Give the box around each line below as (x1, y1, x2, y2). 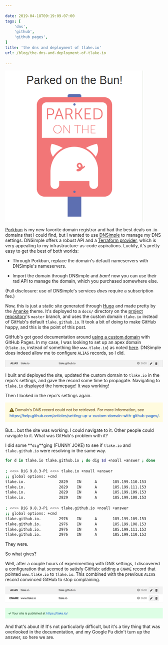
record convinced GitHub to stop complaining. (5, 577, 100, 583)
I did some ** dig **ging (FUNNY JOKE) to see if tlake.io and (5, 442, 131, 448)
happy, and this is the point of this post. (5, 324, 86, 330)
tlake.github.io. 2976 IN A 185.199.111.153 (5, 527, 146, 532)
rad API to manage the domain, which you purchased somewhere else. (12, 278, 158, 284)
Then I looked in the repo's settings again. (5, 393, 91, 399)
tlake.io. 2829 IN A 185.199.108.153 (5, 495, 146, 500)
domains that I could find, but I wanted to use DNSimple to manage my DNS (5, 232, 161, 238)
